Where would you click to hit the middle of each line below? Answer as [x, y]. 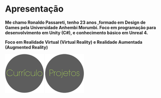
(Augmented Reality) [26, 47]
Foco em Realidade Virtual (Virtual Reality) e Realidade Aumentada [74, 42]
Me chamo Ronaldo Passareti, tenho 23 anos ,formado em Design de [75, 22]
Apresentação [34, 9]
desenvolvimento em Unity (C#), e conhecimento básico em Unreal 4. [77, 33]
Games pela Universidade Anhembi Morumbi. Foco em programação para [80, 27]
